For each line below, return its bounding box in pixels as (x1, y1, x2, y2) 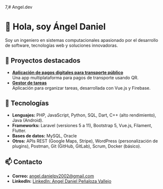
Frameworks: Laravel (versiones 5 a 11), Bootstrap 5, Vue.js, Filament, (12, 122, 152, 128)
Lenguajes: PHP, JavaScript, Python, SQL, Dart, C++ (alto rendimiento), (12, 112, 157, 118)
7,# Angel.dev (5, 4, 33, 10)
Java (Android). (12, 117, 44, 123)
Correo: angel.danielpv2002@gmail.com (12, 173, 94, 179)
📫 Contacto (5, 158, 42, 166)
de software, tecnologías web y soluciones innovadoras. (5, 42, 118, 48)
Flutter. (12, 128, 27, 133)
